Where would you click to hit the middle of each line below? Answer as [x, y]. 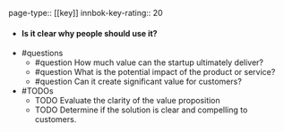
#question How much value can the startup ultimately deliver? [149, 62]
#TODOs [38, 91]
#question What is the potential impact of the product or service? [155, 72]
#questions [42, 54]
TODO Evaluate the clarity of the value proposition [127, 101]
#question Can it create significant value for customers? [138, 82]
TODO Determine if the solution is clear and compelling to [141, 110]
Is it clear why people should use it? [89, 33]
